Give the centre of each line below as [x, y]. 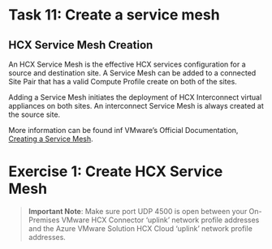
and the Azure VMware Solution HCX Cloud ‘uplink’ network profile [140, 228]
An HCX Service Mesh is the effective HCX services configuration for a [127, 64]
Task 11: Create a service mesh [114, 15]
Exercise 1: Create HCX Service [116, 172]
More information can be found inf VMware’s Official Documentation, [123, 130]
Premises [44, 220]
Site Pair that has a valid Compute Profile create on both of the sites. [123, 82]
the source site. [35, 114]
